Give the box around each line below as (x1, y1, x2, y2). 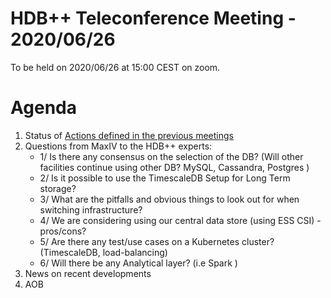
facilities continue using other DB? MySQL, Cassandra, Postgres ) (39, 161, 310, 173)
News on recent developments (24, 267, 152, 279)
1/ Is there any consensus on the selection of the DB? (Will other (39, 150, 304, 162)
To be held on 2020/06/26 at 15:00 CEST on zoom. (10, 61, 221, 73)
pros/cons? (39, 225, 87, 237)
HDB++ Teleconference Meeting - (10, 7, 297, 30)
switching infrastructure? (39, 203, 143, 216)
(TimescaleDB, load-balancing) (39, 246, 168, 258)
